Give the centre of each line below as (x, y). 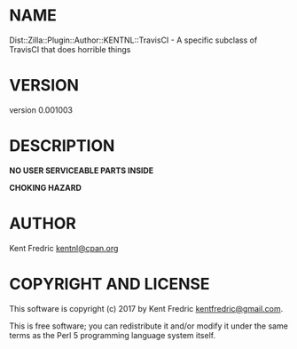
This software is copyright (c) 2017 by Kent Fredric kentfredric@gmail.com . (146, 308)
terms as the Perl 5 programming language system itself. (112, 335)
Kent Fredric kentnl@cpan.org (64, 248)
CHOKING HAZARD (46, 187)
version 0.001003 (41, 110)
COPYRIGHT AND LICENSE (109, 284)
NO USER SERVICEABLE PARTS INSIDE (82, 171)
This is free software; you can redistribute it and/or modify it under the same (148, 326)
